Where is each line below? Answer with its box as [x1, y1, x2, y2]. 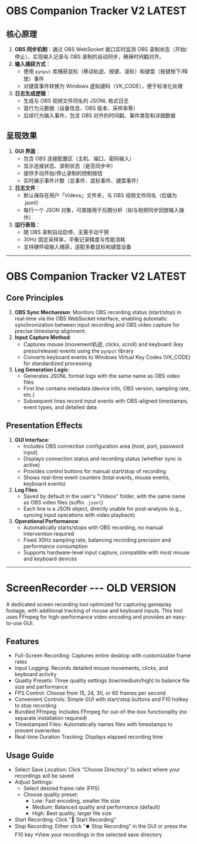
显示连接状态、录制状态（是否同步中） [23, 162, 116, 169]
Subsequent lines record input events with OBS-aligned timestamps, [23, 397, 189, 404]
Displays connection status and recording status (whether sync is [23, 455, 182, 462]
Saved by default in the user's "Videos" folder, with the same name [23, 493, 186, 500]
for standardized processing [23, 360, 92, 367]
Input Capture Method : [14, 334, 72, 341]
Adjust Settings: [14, 779, 53, 786]
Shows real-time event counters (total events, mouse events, [23, 474, 171, 481]
